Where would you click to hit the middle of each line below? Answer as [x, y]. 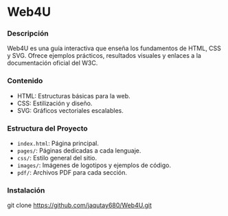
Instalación [26, 190]
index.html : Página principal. [58, 143]
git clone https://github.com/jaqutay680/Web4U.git [80, 205]
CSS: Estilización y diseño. [55, 103]
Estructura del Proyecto [47, 128]
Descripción [28, 34]
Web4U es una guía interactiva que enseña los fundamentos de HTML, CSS [114, 48]
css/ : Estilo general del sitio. [57, 158]
